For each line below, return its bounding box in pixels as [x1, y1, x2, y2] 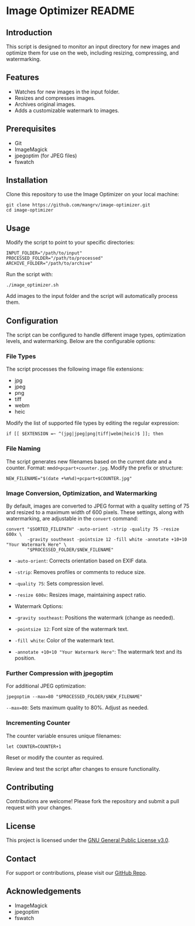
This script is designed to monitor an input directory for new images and [6, 43, 180, 50]
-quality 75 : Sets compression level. [14, 580, 104, 587]
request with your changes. [6, 804, 72, 811]
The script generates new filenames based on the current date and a [6, 458, 172, 465]
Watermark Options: [14, 602, 63, 609]
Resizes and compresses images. [14, 94, 95, 101]
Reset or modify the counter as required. [6, 754, 104, 761]
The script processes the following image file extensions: [6, 365, 144, 373]
